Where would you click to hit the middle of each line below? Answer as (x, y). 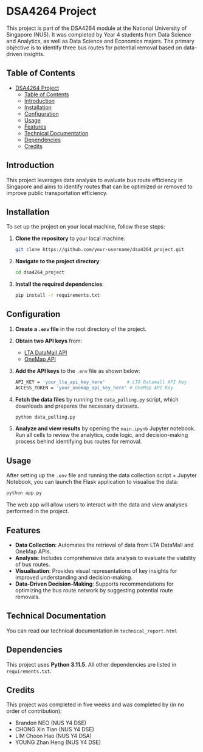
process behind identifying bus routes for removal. (78, 442)
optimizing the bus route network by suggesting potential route (94, 590)
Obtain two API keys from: (49, 341)
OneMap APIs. (33, 551)
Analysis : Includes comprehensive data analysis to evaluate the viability (105, 558)
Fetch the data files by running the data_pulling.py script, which (97, 399)
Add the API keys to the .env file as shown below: (78, 371)
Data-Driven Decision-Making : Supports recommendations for (95, 584)
